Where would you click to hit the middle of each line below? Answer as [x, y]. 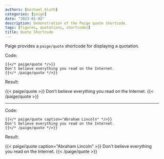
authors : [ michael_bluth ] [31, 9]
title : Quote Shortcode [29, 32]
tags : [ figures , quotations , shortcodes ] [48, 28]
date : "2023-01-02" [25, 18]
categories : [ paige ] [26, 14]
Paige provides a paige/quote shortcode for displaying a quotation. [72, 46]
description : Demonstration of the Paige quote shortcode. [66, 23]
